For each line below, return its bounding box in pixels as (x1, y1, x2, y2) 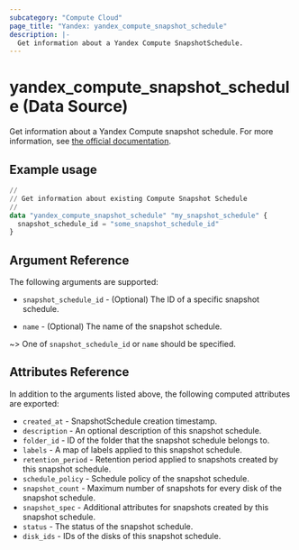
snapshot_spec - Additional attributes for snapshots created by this (22, 501, 269, 512)
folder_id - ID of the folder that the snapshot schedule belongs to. (22, 435, 270, 445)
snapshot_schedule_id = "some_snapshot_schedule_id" (17, 219, 220, 228)
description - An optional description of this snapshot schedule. (22, 425, 262, 435)
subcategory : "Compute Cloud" (9, 13, 123, 23)
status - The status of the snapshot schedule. (22, 520, 194, 532)
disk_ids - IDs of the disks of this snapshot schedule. (22, 530, 222, 541)
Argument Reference (9, 252, 130, 268)
